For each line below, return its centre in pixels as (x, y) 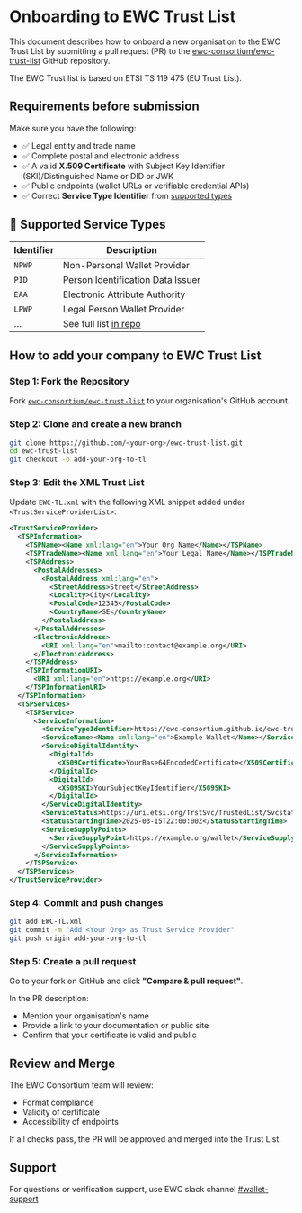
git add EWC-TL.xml (46, 922)
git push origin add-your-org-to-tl (78, 938)
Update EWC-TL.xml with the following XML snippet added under (127, 502)
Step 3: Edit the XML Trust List (77, 483)
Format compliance (58, 1103)
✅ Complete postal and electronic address (101, 156)
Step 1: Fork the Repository (70, 381)
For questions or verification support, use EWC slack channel (123, 1189)
